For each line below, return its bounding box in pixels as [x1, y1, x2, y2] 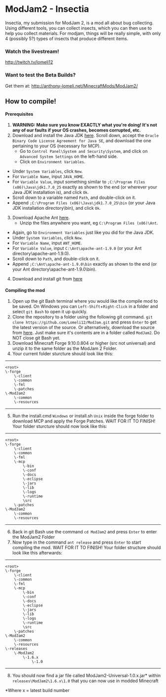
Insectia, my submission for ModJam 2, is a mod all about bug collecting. [5, 20, 154, 26]
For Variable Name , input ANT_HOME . [12, 240, 83, 246]
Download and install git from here [12, 276, 83, 282]
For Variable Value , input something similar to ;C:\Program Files [12, 179, 145, 185]
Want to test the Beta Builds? [5, 72, 76, 79]
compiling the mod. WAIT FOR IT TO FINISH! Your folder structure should [12, 545, 161, 551]
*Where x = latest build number [5, 688, 70, 694]
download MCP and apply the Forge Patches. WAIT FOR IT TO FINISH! [12, 418, 156, 424]
